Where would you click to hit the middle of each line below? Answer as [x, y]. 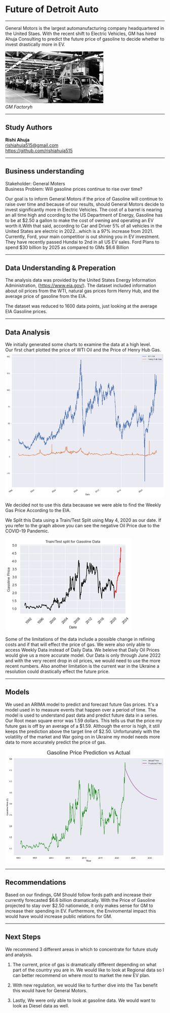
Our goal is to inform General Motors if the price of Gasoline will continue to [84, 198]
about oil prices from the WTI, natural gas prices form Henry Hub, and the [82, 291]
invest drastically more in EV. [35, 44]
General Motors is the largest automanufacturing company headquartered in [85, 28]
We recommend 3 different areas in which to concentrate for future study [82, 949]
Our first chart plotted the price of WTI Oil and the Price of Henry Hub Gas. [83, 350]
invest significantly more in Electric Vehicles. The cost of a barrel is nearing [84, 210]
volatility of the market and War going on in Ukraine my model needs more [83, 736]
